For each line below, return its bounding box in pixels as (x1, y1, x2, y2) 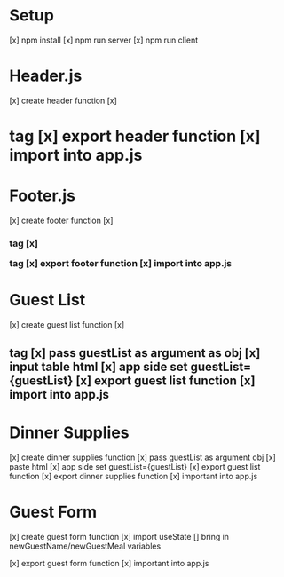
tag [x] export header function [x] (9, 126, 261, 146)
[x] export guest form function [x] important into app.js (9, 557, 209, 568)
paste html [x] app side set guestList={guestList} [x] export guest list (9, 461, 261, 471)
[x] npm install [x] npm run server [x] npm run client (9, 35, 199, 45)
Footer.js (9, 186, 75, 206)
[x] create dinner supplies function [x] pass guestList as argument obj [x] (9, 452, 277, 462)
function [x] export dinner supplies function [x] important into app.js (9, 470, 258, 481)
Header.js (9, 66, 83, 86)
